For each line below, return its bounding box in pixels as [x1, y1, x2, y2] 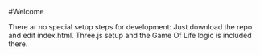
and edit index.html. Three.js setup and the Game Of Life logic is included [8, 31, 252, 40]
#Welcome [8, 7, 44, 16]
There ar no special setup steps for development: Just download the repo [8, 22, 253, 31]
